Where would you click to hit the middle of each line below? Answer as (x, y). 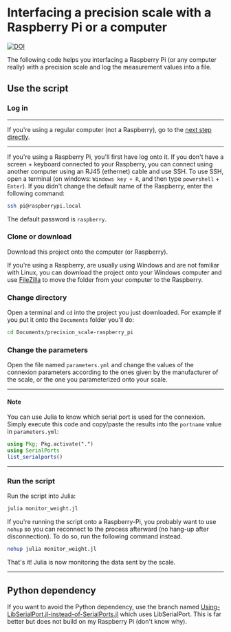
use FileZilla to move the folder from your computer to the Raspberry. (105, 279)
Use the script (38, 88)
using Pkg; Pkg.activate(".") (51, 444)
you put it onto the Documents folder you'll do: (70, 320)
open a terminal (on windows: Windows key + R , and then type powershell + (113, 178)
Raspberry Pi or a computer (87, 27)
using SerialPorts (33, 451)
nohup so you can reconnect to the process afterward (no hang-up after (108, 529)
